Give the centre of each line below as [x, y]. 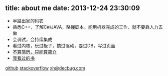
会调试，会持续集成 [32, 39]
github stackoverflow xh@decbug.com [45, 68]
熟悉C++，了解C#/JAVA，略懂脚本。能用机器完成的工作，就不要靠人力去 [88, 27]
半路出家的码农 [28, 21]
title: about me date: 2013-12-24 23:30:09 [73, 8]
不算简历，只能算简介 [34, 52]
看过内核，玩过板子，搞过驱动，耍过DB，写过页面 [64, 45]
